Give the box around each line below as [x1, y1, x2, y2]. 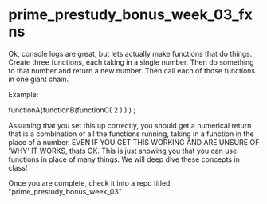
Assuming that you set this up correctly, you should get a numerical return [8, 120, 252, 130]
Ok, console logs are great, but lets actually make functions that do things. [8, 49, 253, 58]
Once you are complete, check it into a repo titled [8, 178, 171, 188]
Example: [8, 89, 39, 99]
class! [8, 163, 28, 172]
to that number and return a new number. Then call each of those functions [8, 65, 256, 75]
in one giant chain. [8, 74, 69, 84]
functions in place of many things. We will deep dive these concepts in [8, 154, 241, 164]
